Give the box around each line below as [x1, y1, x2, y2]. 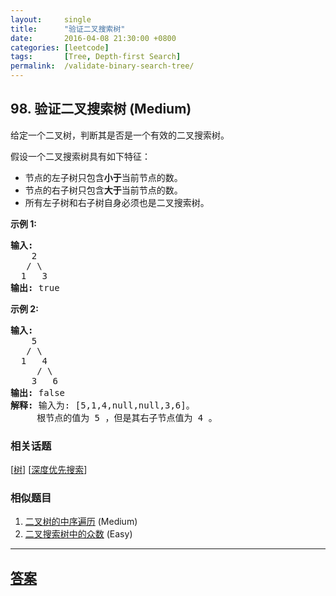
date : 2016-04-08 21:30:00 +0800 [10, 33, 177, 43]
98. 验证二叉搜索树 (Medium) [10, 101, 192, 118]
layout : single [10, 14, 92, 25]
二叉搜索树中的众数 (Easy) [24, 528, 133, 540]
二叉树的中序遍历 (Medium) [24, 516, 138, 528]
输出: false [10, 387, 66, 398]
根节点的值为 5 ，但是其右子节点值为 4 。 [36, 412, 218, 423]
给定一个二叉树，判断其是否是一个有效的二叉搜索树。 [10, 129, 230, 141]
